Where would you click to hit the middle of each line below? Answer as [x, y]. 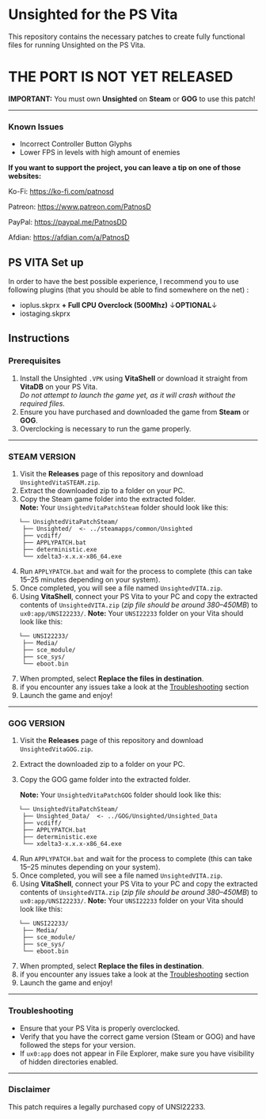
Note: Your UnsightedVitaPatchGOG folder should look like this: [120, 795]
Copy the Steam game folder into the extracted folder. [108, 499]
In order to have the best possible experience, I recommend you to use [123, 281]
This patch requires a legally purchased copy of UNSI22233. [107, 1106]
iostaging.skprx [45, 313]
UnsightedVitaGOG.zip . [56, 749]
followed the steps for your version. [78, 1045]
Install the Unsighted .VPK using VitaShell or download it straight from [133, 378]
